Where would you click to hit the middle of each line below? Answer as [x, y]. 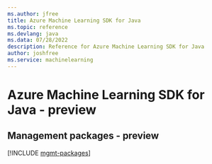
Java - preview [52, 110]
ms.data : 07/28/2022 [38, 40]
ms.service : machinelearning [50, 60]
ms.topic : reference [38, 27]
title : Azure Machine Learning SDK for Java [74, 20]
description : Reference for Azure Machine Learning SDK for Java [106, 47]
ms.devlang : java [33, 34]
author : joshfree [33, 54]
